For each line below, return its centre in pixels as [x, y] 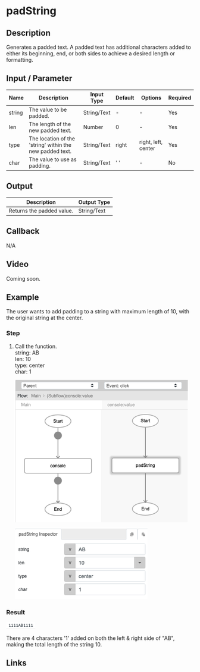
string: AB [27, 353]
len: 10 [23, 359]
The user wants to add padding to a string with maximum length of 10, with [98, 312]
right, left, [151, 142]
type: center [30, 365]
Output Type [94, 202]
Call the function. [36, 346]
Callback [23, 231]
